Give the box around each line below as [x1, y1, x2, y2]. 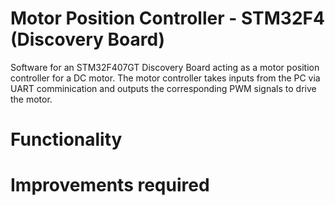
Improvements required [10, 174, 210, 197]
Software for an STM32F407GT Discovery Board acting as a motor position [10, 61, 320, 73]
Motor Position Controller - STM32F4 [10, 7, 325, 30]
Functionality [10, 128, 123, 151]
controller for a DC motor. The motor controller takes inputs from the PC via [10, 72, 321, 84]
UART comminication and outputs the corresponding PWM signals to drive [10, 82, 317, 94]
